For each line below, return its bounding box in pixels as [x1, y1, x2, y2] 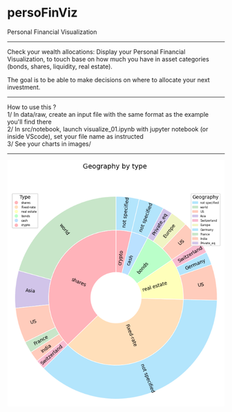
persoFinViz [7, 5, 78, 21]
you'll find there [7, 118, 52, 126]
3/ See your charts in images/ [7, 140, 92, 148]
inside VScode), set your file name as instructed [7, 132, 144, 140]
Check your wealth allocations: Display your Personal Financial [7, 47, 186, 56]
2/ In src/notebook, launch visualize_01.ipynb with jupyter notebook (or [7, 124, 209, 133]
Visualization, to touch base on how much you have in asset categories [7, 55, 209, 63]
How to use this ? [7, 102, 57, 111]
